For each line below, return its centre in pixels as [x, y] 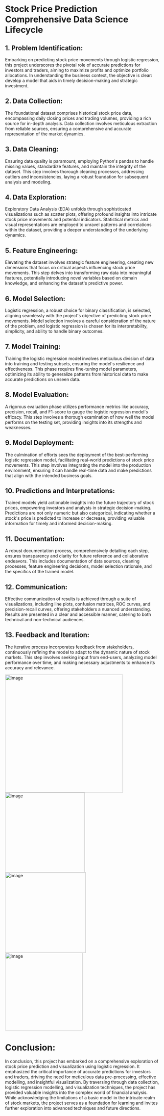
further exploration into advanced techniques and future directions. [73, 1108]
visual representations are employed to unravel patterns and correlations [78, 225]
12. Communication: [36, 587]
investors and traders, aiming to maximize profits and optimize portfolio [77, 70]
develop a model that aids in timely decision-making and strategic [71, 80]
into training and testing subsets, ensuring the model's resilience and [75, 363]
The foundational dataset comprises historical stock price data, [69, 113]
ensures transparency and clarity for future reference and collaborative [77, 556]
